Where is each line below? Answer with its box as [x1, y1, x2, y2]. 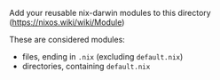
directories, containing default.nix [21, 61, 151, 71]
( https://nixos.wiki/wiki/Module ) [9, 17, 125, 28]
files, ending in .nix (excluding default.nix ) [21, 52, 184, 61]
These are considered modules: [9, 35, 126, 44]
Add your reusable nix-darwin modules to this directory [9, 8, 211, 18]
